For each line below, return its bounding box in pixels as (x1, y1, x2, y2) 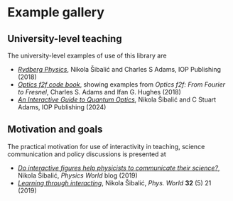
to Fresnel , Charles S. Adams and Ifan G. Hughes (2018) (17, 88, 181, 96)
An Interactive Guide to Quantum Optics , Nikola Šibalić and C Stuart (17, 95, 217, 104)
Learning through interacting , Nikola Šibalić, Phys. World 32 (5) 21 (17, 178, 212, 187)
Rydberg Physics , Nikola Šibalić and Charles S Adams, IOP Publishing (17, 65, 222, 73)
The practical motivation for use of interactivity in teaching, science (7, 142, 205, 151)
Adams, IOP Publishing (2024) (17, 103, 107, 111)
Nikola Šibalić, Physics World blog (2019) (17, 171, 139, 180)
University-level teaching (7, 33, 122, 45)
